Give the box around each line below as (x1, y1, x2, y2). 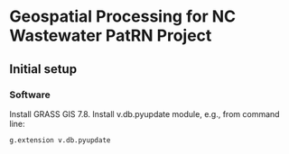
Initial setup (9, 61, 78, 77)
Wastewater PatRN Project (9, 25, 212, 46)
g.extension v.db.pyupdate (9, 135, 111, 145)
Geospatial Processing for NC (9, 6, 237, 27)
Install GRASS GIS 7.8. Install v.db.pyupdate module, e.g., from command (9, 108, 280, 119)
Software (9, 88, 51, 101)
